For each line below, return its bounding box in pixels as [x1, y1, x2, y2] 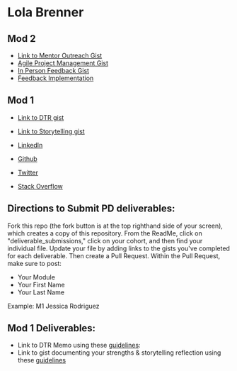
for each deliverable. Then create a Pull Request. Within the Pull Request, [7, 251, 221, 260]
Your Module [17, 272, 55, 281]
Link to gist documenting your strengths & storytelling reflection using [17, 348, 221, 357]
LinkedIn [17, 140, 43, 149]
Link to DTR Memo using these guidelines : [17, 341, 141, 350]
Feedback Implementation [17, 74, 94, 82]
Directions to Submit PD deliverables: [7, 203, 175, 215]
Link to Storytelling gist [17, 127, 85, 135]
